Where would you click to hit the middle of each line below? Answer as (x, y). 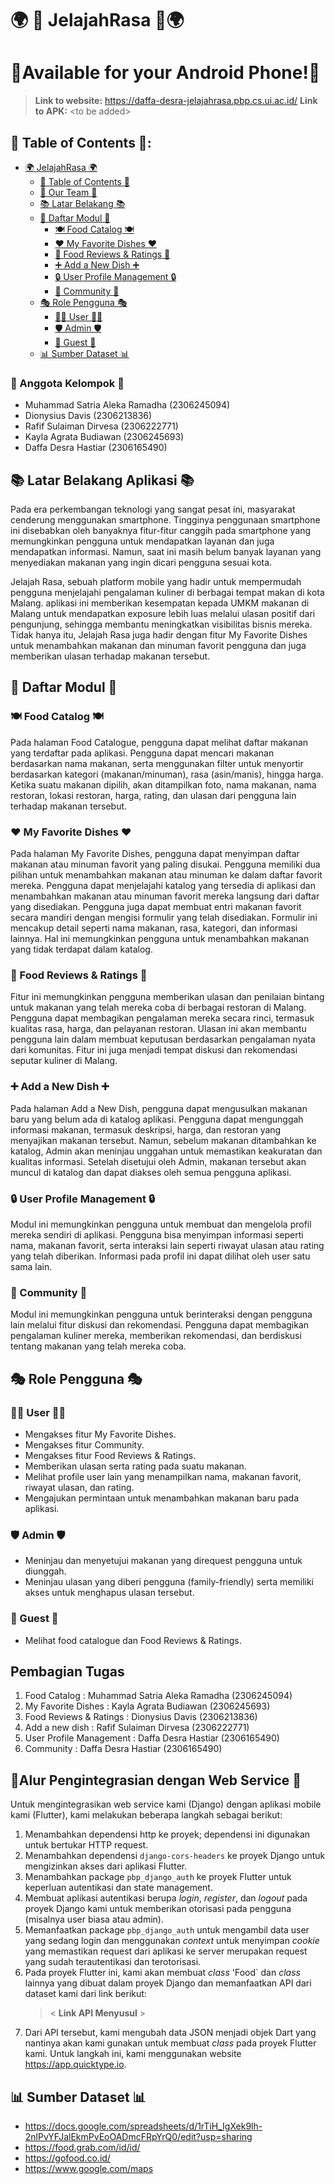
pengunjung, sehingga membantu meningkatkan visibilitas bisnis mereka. (161, 624)
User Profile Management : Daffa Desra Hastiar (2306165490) (152, 1738)
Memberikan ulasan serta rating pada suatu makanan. (135, 1466)
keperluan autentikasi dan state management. (118, 1888)
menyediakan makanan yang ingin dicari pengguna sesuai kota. (141, 563)
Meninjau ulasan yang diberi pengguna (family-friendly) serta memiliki (169, 1582)
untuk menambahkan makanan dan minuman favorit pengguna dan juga (158, 646)
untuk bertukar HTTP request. (86, 1845)
